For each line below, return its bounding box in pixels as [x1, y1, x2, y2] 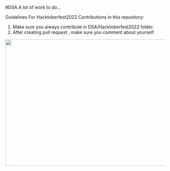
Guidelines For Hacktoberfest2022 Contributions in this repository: [5, 14, 144, 20]
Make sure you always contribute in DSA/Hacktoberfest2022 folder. [12, 24, 154, 30]
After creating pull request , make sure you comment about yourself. [12, 29, 155, 35]
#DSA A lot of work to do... [5, 5, 61, 10]
